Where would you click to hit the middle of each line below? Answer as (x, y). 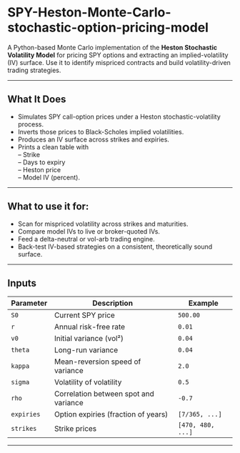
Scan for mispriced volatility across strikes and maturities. (103, 224)
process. (31, 124)
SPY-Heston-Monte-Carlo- (89, 13)
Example (204, 303)
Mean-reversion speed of (97, 362)
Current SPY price (85, 315)
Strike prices (75, 429)
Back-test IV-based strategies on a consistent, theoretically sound (115, 247)
